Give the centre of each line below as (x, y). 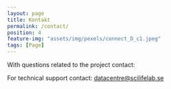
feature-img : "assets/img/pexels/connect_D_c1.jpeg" (84, 39)
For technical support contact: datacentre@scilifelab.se (85, 78)
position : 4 (24, 33)
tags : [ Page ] (26, 45)
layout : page (26, 13)
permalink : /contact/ (38, 26)
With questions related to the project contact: (71, 65)
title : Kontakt (29, 20)
